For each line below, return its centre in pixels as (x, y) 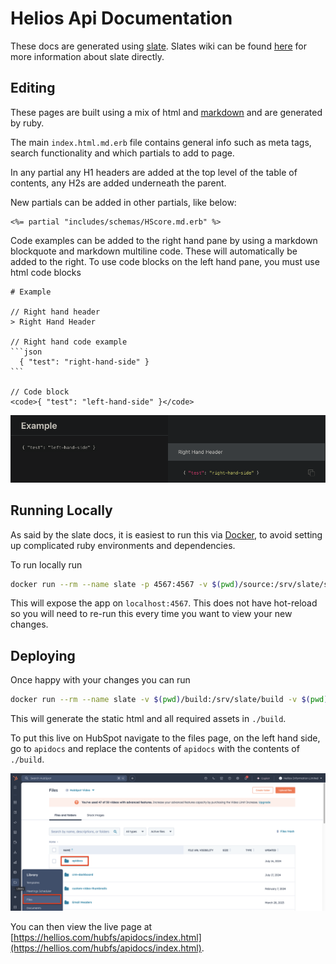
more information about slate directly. (87, 56)
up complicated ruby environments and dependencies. (123, 545)
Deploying (43, 655)
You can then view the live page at (81, 926)
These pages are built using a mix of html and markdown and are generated (166, 112)
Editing (33, 88)
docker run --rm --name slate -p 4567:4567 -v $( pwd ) (125, 584)
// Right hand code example (69, 342)
